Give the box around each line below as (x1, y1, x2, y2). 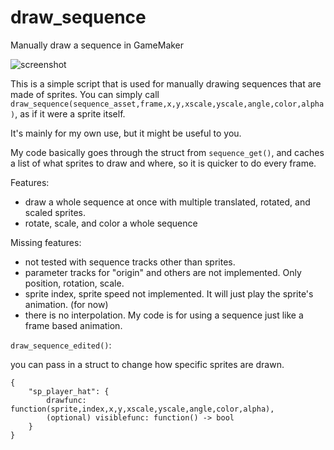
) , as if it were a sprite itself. (10, 107, 126, 120)
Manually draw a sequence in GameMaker (10, 39, 185, 51)
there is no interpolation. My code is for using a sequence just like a (24, 309, 304, 321)
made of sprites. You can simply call (10, 88, 160, 100)
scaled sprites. (24, 206, 87, 218)
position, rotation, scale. (24, 277, 125, 289)
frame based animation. (24, 319, 123, 331)
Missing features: (10, 236, 82, 248)
